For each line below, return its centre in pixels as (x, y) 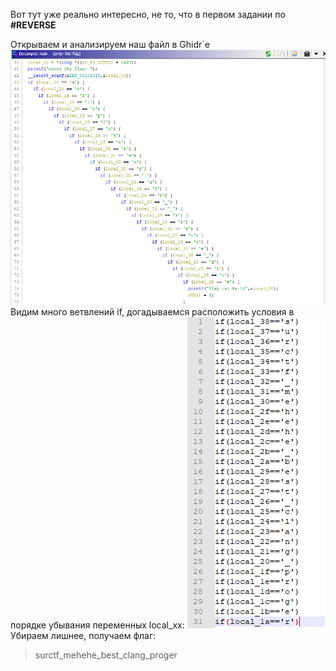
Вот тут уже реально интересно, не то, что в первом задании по (148, 14)
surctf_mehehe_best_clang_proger (106, 655)
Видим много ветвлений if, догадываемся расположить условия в (152, 311)
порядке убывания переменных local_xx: (97, 625)
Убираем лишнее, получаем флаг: (83, 635)
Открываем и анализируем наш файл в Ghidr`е (110, 44)
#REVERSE (33, 25)
